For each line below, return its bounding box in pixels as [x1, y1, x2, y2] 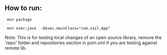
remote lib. [5, 45, 27, 51]
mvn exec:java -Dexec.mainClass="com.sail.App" [7, 26, 111, 31]
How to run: [5, 4, 42, 12]
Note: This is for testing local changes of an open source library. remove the [5, 34, 162, 40]
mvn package [7, 17, 32, 22]
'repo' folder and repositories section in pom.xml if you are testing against [5, 40, 157, 46]
